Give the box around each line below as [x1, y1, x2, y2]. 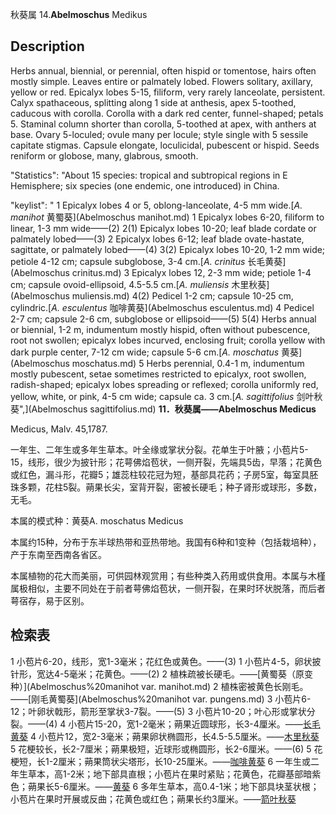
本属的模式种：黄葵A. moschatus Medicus [10, 514, 184, 527]
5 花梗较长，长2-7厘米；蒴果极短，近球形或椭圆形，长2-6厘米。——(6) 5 [10, 743, 312, 755]
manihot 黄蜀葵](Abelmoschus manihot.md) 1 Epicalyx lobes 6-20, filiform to [10, 211, 325, 223]
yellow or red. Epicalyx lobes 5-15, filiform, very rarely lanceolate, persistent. [10, 86, 326, 98]
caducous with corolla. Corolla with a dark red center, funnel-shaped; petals [10, 107, 324, 119]
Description [10, 38, 85, 55]
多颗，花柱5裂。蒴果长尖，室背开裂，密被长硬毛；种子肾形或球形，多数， [18, 481, 323, 493]
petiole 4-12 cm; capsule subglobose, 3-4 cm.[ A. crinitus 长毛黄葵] [10, 255, 287, 267]
